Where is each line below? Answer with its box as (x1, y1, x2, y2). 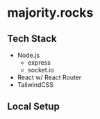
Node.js (17, 51, 40, 59)
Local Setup (7, 101, 60, 113)
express (27, 58, 51, 67)
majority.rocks (7, 5, 94, 21)
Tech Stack (7, 33, 57, 45)
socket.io (27, 66, 54, 74)
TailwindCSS (17, 81, 54, 88)
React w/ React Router (17, 73, 82, 81)
